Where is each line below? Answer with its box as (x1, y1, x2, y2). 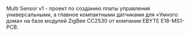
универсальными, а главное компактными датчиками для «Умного (6, 11, 178, 18)
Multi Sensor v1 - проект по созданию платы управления (6, 5, 151, 12)
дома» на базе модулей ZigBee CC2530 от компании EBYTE (6, 17, 160, 24)
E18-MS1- (160, 17, 185, 24)
